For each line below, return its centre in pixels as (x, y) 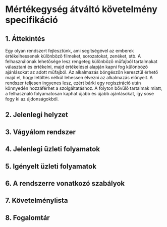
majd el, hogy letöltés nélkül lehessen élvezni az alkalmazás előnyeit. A (79, 77)
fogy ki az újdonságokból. (32, 99)
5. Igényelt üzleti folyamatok (51, 166)
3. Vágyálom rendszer (40, 132)
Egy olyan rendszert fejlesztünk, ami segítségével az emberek (70, 51)
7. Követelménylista (37, 201)
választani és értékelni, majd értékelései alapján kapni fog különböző (76, 67)
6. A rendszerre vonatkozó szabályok (65, 183)
